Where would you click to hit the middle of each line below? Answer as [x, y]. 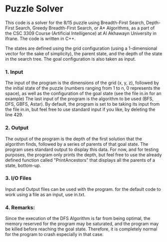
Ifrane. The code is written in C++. [40, 39]
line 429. [14, 115]
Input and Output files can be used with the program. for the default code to [83, 189]
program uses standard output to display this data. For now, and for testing [82, 149]
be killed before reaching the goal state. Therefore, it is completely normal [81, 229]
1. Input [14, 72]
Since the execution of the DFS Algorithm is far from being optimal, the [78, 218]
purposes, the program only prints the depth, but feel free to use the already [83, 155]
